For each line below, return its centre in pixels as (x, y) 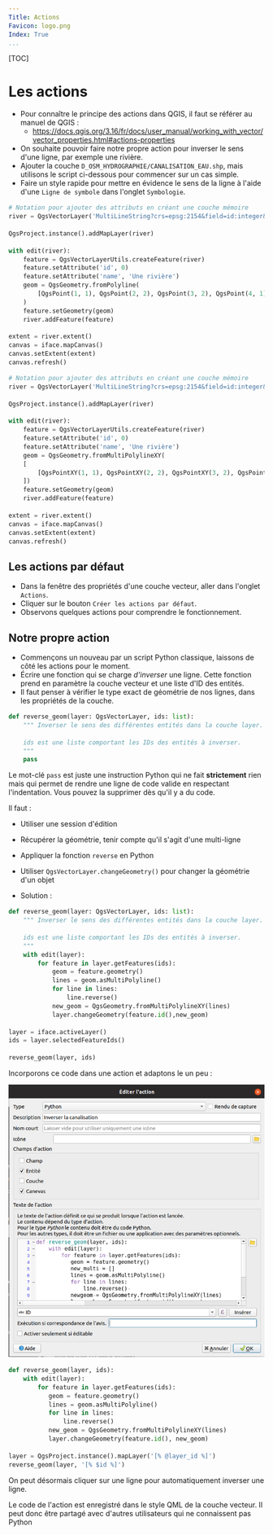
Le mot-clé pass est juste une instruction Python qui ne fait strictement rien (135, 775)
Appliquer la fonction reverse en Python (87, 856)
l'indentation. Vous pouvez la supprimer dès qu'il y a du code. (112, 792)
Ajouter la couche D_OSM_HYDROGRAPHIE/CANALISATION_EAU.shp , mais (132, 166)
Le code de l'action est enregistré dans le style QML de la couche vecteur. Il (136, 1504)
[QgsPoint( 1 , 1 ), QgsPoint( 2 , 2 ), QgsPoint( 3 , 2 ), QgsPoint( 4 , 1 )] (154, 294)
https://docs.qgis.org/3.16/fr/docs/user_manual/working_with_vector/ (148, 131)
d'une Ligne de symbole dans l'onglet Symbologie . (103, 192)
